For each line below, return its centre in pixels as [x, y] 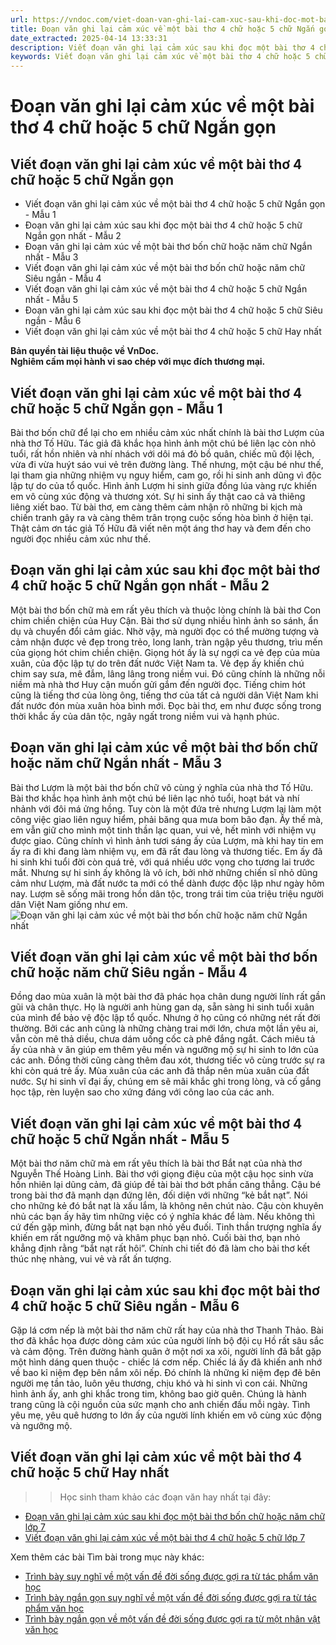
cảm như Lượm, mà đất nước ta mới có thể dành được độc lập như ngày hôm [167, 883]
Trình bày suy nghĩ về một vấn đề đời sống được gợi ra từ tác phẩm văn [171, 1576]
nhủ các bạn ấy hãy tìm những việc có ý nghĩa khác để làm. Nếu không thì [162, 1217]
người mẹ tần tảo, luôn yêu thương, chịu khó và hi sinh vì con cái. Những [159, 1383]
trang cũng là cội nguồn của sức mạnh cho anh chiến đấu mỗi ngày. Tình [160, 1404]
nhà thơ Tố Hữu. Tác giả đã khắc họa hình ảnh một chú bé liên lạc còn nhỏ [163, 443]
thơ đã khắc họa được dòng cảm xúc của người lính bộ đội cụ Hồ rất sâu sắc [167, 1340]
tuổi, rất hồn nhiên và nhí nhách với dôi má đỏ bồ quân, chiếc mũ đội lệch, [162, 453]
